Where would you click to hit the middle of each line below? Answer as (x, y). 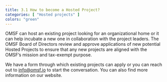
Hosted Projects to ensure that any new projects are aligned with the (76, 50)
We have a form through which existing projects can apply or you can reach (84, 65)
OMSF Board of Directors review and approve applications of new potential (83, 44)
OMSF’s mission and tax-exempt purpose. (49, 55)
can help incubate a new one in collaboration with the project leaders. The (82, 39)
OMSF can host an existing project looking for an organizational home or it (82, 34)
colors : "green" (22, 19)
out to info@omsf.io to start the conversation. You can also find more (76, 70)
